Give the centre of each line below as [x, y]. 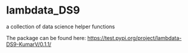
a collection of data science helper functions [60, 26]
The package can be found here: [46, 38]
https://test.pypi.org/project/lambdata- [134, 38]
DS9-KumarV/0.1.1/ [29, 44]
